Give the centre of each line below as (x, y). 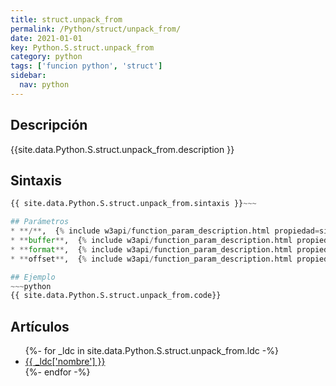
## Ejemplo (33, 277)
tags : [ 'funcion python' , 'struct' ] (86, 66)
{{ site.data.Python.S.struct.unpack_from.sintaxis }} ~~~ (133, 204)
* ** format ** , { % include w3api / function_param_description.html (151, 249)
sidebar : (28, 76)
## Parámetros (40, 222)
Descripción (49, 125)
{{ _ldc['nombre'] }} (65, 362)
